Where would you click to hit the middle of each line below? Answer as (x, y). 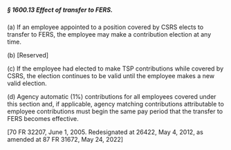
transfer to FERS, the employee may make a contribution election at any (109, 34)
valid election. (27, 83)
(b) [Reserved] (28, 55)
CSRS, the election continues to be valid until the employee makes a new (111, 75)
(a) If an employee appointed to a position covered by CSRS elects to (105, 27)
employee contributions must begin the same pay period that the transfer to (115, 111)
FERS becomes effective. (43, 118)
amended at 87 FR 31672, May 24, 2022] (65, 139)
